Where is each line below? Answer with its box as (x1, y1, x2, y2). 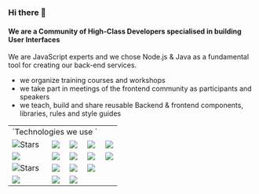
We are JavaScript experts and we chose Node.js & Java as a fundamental (8, 52, 250, 62)
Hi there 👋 (8, 7, 47, 18)
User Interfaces (8, 34, 60, 44)
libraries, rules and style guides (19, 109, 122, 118)
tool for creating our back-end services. (8, 60, 137, 70)
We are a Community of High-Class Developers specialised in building (8, 27, 242, 36)
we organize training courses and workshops (19, 76, 166, 85)
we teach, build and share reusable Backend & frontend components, (19, 101, 243, 110)
